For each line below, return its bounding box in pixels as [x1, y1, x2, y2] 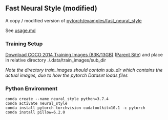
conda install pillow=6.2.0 [5, 110, 66, 115]
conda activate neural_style [5, 101, 68, 106]
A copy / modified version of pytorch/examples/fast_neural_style [5, 17, 142, 23]
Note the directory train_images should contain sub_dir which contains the [5, 67, 163, 73]
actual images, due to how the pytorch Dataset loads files [5, 72, 128, 78]
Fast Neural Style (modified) [5, 4, 97, 13]
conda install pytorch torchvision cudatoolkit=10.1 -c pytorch [5, 105, 145, 111]
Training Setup [5, 40, 43, 47]
